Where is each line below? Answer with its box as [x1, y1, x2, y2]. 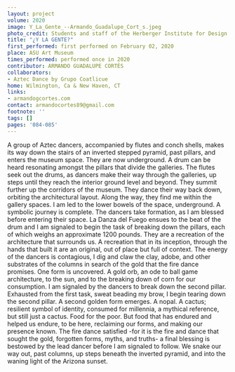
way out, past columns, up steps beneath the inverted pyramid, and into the [7, 349, 226, 358]
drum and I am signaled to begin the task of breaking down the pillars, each [7, 222, 226, 231]
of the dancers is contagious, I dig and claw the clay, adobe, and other [7, 252, 211, 260]
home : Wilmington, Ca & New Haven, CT [7, 82, 121, 89]
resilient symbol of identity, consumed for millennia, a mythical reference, [7, 305, 220, 313]
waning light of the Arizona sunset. [7, 357, 108, 365]
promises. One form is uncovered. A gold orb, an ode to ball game [7, 267, 199, 276]
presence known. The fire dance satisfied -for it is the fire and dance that [7, 327, 220, 336]
